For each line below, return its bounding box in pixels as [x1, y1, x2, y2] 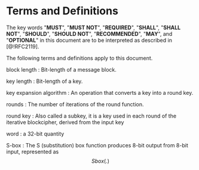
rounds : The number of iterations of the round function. [6, 100, 144, 108]
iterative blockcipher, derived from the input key [6, 118, 124, 126]
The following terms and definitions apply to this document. [6, 54, 153, 61]
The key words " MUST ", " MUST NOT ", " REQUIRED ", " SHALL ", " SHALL [6, 24, 181, 31]
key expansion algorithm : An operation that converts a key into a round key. [6, 89, 194, 96]
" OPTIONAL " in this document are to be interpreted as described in [6, 36, 172, 44]
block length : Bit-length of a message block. [6, 66, 117, 73]
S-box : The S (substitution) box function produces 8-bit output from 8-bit [6, 141, 188, 149]
